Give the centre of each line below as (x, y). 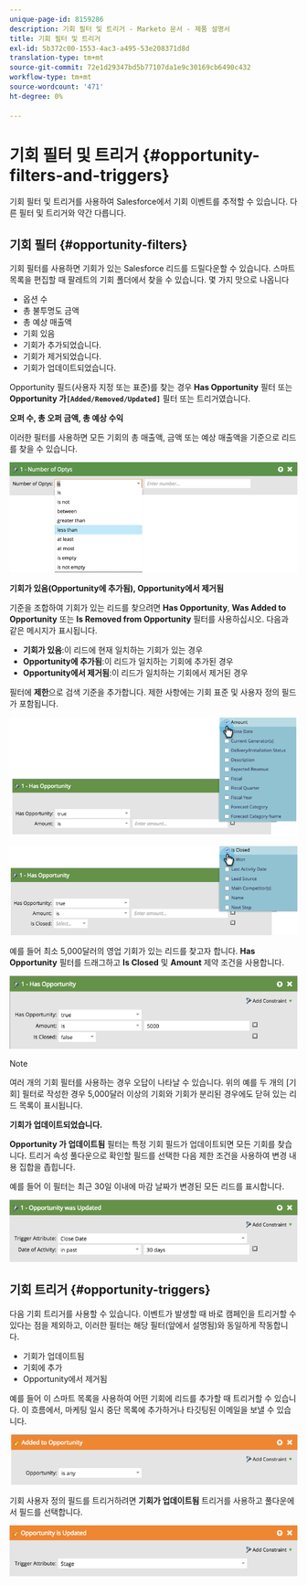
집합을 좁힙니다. (47, 1167)
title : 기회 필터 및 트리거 (55, 38)
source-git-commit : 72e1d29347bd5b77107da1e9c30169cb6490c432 (130, 68)
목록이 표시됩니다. (51, 1105)
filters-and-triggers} (90, 175)
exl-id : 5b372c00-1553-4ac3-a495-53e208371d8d (100, 48)
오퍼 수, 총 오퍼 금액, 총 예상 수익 (67, 418)
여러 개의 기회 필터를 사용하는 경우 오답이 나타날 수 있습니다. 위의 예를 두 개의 (147, 1082)
